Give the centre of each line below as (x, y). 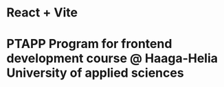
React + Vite (42, 13)
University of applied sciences (95, 73)
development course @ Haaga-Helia (112, 59)
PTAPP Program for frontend (89, 44)
